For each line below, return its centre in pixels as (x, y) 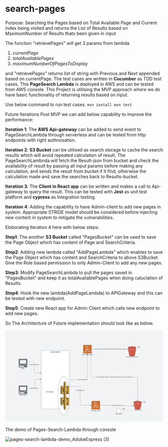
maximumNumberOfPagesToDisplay (50, 63)
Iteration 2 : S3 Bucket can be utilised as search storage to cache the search (84, 150)
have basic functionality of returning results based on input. (67, 95)
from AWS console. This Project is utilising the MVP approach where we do (83, 89)
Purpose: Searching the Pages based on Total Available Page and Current (81, 23)
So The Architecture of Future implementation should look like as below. (79, 323)
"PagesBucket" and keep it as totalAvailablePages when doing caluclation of (84, 278)
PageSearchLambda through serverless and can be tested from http (76, 134)
